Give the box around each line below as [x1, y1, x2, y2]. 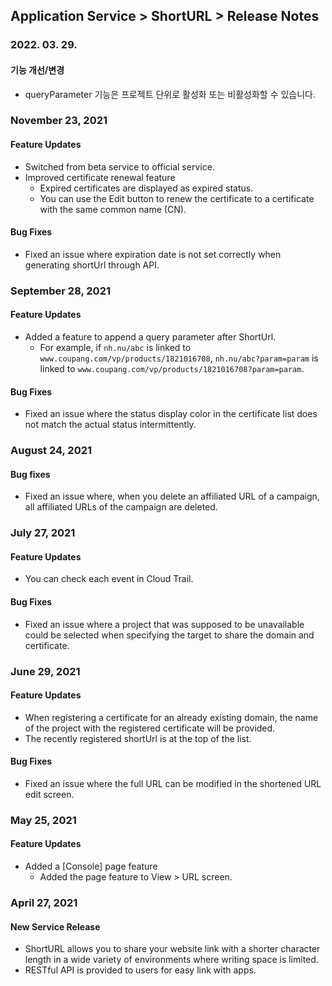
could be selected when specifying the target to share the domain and [24, 629, 315, 641]
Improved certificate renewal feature [24, 171, 176, 183]
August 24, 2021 [10, 444, 93, 458]
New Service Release [10, 920, 101, 933]
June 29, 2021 [10, 664, 81, 678]
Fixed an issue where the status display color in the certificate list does [24, 408, 318, 420]
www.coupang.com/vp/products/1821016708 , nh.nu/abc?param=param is [39, 352, 319, 364]
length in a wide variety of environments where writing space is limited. [24, 954, 319, 966]
